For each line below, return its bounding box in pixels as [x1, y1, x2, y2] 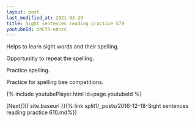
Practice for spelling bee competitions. [6, 78, 104, 86]
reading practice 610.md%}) [6, 109, 78, 116]
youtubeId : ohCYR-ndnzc [6, 26, 67, 32]
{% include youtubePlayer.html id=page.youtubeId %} [6, 90, 142, 98]
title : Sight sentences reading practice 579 [6, 20, 124, 26]
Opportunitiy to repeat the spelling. [6, 55, 95, 62]
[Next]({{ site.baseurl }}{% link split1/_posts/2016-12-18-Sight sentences [6, 102, 189, 110]
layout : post [6, 9, 40, 15]
